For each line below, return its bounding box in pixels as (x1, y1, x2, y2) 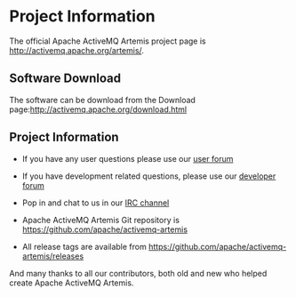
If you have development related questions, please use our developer (21, 171, 276, 181)
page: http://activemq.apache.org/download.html (9, 104, 188, 115)
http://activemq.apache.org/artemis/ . (9, 44, 145, 55)
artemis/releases (21, 251, 84, 261)
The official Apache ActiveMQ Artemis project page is (9, 36, 206, 46)
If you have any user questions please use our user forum (21, 153, 234, 164)
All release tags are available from (21, 241, 147, 252)
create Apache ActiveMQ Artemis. (9, 277, 134, 288)
